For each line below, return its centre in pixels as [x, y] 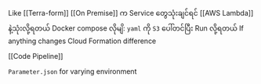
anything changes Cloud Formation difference [82, 41]
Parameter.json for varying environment [72, 71]
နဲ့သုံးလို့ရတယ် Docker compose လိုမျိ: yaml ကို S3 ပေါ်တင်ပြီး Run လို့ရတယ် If [126, 28]
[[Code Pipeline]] [36, 56]
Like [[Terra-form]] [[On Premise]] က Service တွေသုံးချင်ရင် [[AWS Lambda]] [131, 13]
